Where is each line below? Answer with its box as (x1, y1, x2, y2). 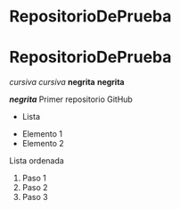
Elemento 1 (21, 129, 62, 139)
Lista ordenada (9, 155, 64, 166)
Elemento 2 (21, 138, 64, 149)
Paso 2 (21, 182, 48, 193)
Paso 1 (21, 172, 47, 184)
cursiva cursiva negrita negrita (9, 77, 125, 88)
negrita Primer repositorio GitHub (9, 94, 134, 104)
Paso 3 (21, 192, 48, 203)
